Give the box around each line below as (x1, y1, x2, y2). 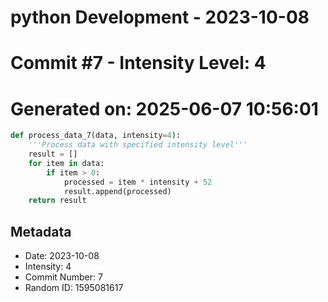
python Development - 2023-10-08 (10, 6, 310, 29)
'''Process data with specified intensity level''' (28, 140, 248, 150)
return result (28, 196, 87, 206)
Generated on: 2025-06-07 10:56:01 (10, 97, 319, 120)
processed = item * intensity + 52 (63, 177, 213, 187)
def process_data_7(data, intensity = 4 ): (10, 131, 182, 141)
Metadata (10, 223, 72, 240)
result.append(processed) (63, 186, 172, 196)
